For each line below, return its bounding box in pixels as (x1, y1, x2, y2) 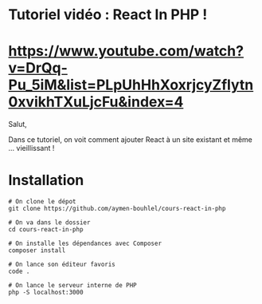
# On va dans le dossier (8, 219, 91, 227)
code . (8, 267, 30, 276)
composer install (8, 247, 66, 255)
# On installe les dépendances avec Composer (8, 239, 162, 248)
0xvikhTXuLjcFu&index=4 (8, 93, 184, 111)
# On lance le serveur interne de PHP (8, 282, 137, 290)
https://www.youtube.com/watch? (8, 42, 244, 61)
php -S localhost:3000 (8, 289, 84, 297)
